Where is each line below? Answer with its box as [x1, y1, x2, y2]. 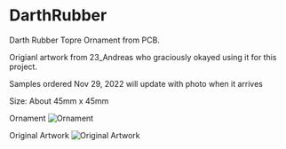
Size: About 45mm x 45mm [9, 95, 109, 106]
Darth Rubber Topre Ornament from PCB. [9, 35, 160, 45]
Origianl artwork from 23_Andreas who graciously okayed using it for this [9, 51, 277, 62]
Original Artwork [9, 129, 69, 140]
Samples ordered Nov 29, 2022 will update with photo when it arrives [9, 78, 264, 89]
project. [9, 61, 38, 72]
